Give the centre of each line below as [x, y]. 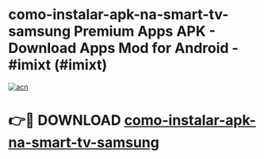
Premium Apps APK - [145, 31]
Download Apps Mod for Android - [124, 48]
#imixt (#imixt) [58, 65]
